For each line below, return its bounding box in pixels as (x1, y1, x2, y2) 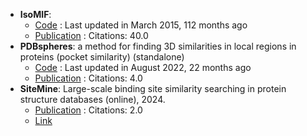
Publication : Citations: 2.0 (34, 104, 143, 116)
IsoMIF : (19, 9, 52, 20)
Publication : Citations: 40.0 (34, 30, 149, 41)
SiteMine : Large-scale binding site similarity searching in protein (19, 83, 287, 94)
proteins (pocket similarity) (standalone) (19, 51, 185, 63)
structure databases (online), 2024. (19, 94, 166, 105)
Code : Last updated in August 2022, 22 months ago (34, 62, 252, 73)
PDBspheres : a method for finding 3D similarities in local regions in (19, 40, 297, 52)
